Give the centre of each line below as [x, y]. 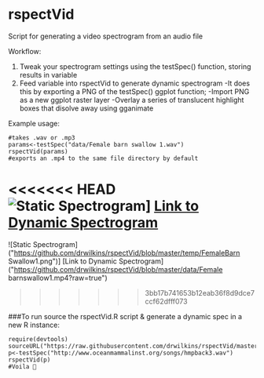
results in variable [48, 75]
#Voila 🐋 [22, 366]
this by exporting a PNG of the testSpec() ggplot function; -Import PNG [134, 91]
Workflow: [25, 51]
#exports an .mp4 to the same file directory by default [103, 158]
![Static [20, 244]
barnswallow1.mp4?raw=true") [58, 278]
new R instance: [34, 325]
